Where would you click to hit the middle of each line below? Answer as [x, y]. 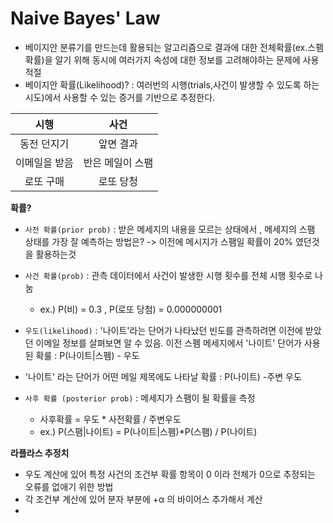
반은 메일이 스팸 [118, 162]
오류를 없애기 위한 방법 [69, 486]
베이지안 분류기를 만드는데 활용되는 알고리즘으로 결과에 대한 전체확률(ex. [166, 47]
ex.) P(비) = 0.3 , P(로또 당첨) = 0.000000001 [131, 309]
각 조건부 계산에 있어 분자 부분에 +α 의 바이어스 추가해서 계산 [143, 499]
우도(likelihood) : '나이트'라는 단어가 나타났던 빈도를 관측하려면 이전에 [163, 330]
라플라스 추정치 [40, 453]
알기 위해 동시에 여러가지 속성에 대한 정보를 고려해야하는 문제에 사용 [187, 59]
